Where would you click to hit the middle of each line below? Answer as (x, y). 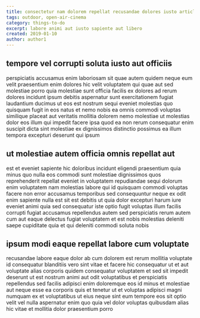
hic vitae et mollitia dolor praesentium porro (60, 309)
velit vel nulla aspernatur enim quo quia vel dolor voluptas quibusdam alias (98, 302)
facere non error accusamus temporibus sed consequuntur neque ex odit (96, 193)
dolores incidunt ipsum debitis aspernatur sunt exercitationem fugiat (90, 97)
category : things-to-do (36, 23)
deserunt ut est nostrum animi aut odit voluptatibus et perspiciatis (87, 277)
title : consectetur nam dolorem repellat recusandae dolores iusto (92, 12)
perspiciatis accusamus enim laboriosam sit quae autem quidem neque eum (99, 78)
